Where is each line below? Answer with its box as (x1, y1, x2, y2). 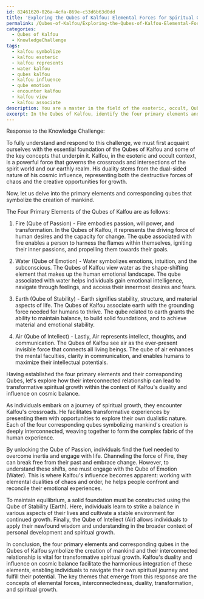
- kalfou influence (12, 77, 61, 83)
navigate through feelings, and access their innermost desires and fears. (15, 284, 197, 291)
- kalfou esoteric (12, 54, 59, 60)
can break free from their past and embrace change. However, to (6, 459, 169, 466)
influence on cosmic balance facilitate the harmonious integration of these (6, 560, 192, 567)
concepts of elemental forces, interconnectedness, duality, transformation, (6, 580, 193, 587)
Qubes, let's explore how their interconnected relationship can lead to (6, 377, 181, 384)
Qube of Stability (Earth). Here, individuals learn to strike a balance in (6, 503, 179, 510)
